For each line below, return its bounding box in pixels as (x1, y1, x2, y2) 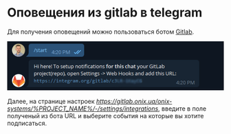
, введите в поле (157, 104, 207, 113)
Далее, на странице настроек (7, 98, 95, 106)
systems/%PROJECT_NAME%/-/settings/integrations (7, 104, 159, 113)
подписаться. (7, 119, 47, 128)
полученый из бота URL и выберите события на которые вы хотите (7, 112, 204, 120)
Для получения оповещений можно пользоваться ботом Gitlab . (7, 27, 195, 36)
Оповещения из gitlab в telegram (7, 5, 203, 21)
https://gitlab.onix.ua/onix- (96, 98, 173, 106)
